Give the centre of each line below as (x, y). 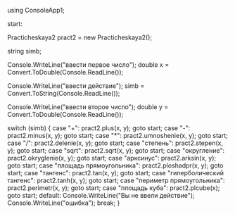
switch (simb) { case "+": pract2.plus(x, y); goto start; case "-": (99, 128)
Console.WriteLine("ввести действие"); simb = (76, 86)
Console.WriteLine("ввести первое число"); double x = (88, 65)
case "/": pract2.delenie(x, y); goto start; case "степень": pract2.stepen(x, (115, 143)
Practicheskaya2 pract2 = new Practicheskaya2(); (80, 37)
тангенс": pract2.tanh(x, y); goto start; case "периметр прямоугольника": (116, 180)
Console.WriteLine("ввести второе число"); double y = (88, 107)
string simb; (25, 51)
